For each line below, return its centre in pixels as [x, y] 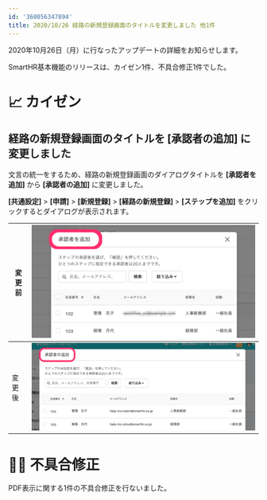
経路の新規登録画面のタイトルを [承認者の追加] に [130, 139]
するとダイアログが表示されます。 [77, 211]
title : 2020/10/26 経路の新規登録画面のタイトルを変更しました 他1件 [112, 25]
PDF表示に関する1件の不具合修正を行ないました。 [90, 488]
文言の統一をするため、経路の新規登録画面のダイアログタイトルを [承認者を [132, 174]
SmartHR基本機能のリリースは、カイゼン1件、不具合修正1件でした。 [120, 67]
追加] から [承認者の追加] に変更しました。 [78, 184]
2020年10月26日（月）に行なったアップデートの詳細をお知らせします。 [125, 50]
